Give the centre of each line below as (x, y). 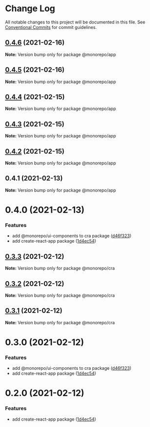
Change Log (30, 9)
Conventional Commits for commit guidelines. (51, 27)
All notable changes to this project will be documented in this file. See (75, 22)
